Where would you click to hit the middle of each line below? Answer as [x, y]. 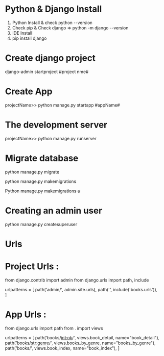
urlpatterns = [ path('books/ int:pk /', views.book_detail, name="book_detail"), [82, 337]
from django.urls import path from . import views [54, 328]
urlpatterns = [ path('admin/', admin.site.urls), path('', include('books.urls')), [81, 289]
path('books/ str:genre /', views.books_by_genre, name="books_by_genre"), [80, 343]
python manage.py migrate [32, 172]
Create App [29, 91]
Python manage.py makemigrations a [43, 191]
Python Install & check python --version [52, 23]
